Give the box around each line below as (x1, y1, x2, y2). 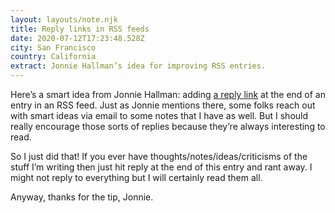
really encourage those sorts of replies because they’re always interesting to (10, 121, 326, 132)
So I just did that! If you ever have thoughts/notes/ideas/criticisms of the (10, 151, 308, 162)
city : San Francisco (10, 42, 97, 53)
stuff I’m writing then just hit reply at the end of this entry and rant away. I (10, 161, 313, 173)
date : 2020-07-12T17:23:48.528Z (10, 33, 145, 43)
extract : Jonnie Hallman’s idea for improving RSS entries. (10, 61, 267, 71)
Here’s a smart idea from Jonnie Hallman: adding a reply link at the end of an (10, 89, 327, 100)
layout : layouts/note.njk (10, 14, 118, 25)
